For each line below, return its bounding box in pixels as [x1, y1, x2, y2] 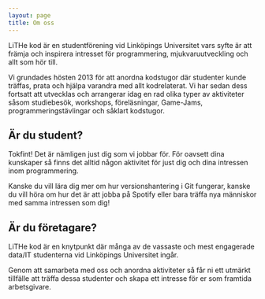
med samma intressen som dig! [8, 198, 110, 208]
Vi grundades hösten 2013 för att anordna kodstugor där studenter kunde [8, 72, 247, 82]
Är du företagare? [8, 221, 97, 234]
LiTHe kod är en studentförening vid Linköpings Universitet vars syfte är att [8, 40, 252, 50]
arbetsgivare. [8, 282, 51, 292]
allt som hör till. [8, 57, 58, 67]
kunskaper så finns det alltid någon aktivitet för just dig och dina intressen [8, 158, 248, 168]
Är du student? [8, 128, 84, 142]
